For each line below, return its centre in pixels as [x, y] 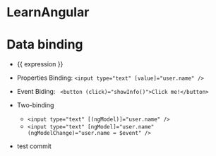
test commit [34, 146]
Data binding [45, 45]
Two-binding [35, 105]
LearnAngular [48, 12]
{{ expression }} [40, 64]
